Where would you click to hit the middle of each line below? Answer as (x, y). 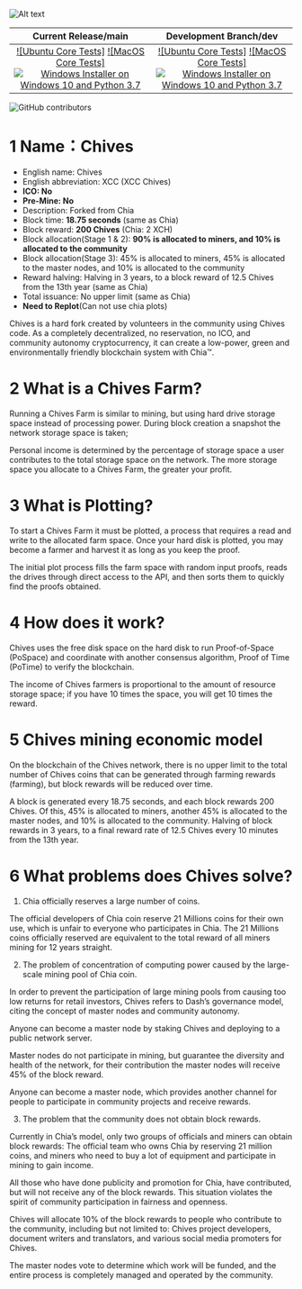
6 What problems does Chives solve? (151, 876)
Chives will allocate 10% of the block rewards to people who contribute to (146, 1219)
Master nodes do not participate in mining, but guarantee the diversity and (147, 1055)
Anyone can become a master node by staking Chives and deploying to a (145, 1028)
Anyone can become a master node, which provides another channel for (143, 1092)
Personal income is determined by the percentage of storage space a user (147, 449)
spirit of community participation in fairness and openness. (119, 1202)
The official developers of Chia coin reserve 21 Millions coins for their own (147, 918)
